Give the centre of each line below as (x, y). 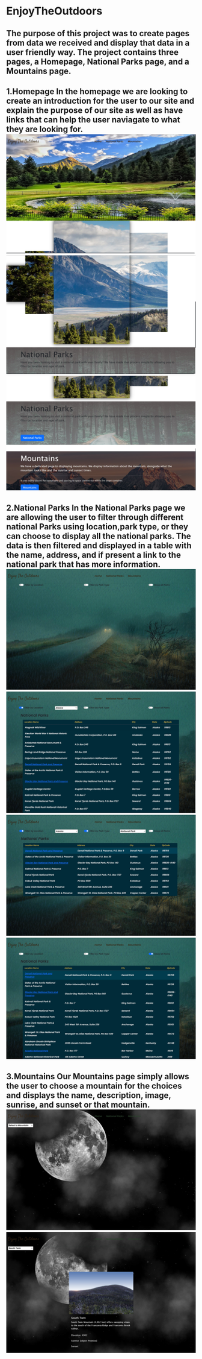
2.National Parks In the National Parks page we (96, 508)
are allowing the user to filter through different (95, 518)
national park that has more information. (83, 565)
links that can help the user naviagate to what (93, 120)
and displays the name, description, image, (89, 1095)
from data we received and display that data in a (98, 43)
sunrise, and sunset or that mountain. (78, 1105)
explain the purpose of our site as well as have (95, 110)
